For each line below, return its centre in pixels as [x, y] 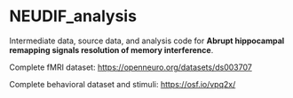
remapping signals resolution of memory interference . [111, 49]
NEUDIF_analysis [73, 16]
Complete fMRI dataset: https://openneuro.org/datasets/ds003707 [131, 67]
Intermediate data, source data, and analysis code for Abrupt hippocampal [147, 41]
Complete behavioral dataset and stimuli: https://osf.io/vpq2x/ [123, 84]
